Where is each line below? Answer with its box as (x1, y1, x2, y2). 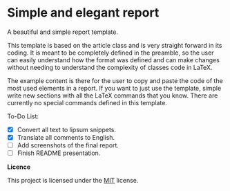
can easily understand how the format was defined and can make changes (7, 55, 220, 64)
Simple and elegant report (7, 5, 160, 21)
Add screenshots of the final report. (17, 141, 119, 149)
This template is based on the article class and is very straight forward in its (7, 41, 222, 49)
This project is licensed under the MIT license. (7, 176, 139, 185)
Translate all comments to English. (17, 134, 115, 141)
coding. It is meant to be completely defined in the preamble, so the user (7, 48, 214, 57)
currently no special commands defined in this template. (7, 98, 168, 107)
